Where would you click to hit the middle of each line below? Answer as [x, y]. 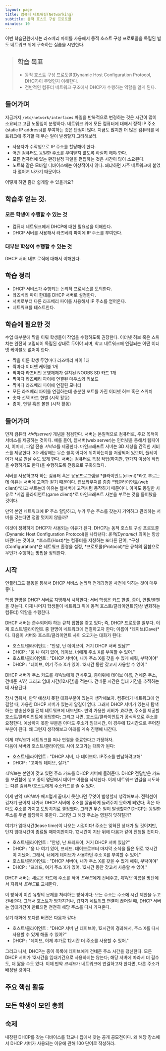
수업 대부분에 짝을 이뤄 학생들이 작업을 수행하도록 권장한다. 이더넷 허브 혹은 [78, 337]
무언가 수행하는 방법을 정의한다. [36, 553]
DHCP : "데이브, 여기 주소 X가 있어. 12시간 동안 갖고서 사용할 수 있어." [80, 664]
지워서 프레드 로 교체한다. [34, 884]
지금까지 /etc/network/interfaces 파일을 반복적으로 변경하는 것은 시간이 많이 [81, 117]
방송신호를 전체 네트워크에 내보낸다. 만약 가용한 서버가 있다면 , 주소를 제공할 [87, 711]
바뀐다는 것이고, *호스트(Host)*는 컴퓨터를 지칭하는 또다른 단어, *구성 [72, 540]
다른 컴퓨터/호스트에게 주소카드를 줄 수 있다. [53, 786]
